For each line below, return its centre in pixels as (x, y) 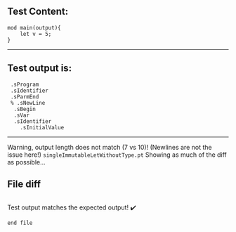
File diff (24, 185)
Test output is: (40, 69)
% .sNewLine (28, 103)
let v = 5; (36, 34)
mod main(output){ (34, 27)
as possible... (26, 162)
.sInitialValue (42, 127)
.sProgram (25, 84)
